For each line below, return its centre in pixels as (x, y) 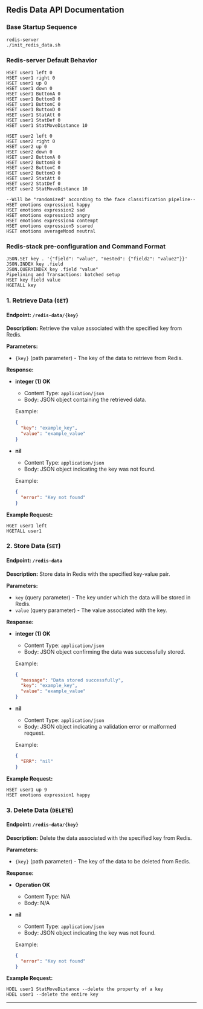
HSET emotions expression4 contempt (52, 221)
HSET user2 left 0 (29, 136)
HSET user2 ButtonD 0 (34, 173)
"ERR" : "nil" (37, 761)
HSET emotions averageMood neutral (51, 231)
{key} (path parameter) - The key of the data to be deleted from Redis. (103, 861)
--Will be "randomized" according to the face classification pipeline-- (101, 199)
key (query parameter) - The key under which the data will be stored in (103, 597)
